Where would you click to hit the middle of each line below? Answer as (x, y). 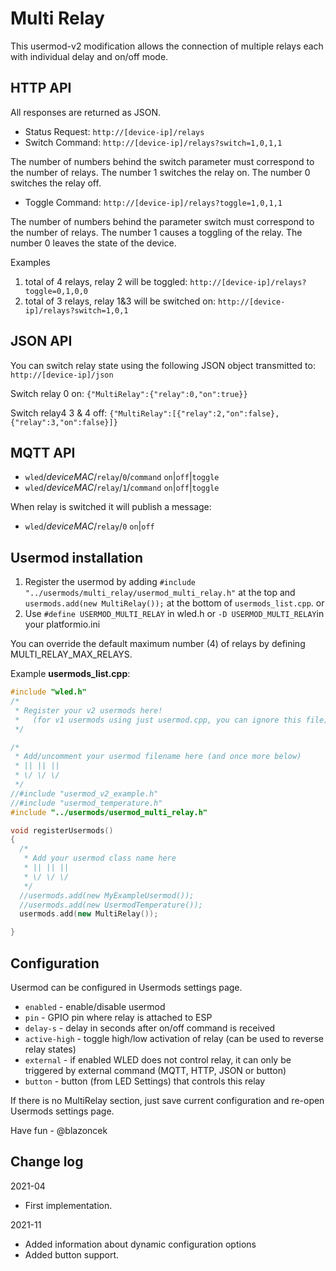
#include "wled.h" (48, 692)
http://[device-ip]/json (62, 375)
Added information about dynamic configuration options (140, 1244)
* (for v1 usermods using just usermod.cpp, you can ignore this (158, 720)
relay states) (50, 1049)
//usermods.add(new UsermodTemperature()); (111, 905)
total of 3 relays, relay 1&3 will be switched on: (120, 301)
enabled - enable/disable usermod (95, 1006)
